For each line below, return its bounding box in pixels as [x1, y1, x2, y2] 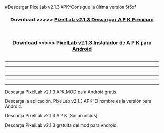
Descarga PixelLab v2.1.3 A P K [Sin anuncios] [5, 113, 98, 118]
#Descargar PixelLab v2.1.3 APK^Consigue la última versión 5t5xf [5, 4, 136, 10]
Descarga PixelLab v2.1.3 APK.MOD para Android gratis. [5, 89, 118, 95]
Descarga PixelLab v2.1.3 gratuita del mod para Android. [5, 122, 118, 128]
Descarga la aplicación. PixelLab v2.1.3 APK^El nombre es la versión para [5, 98, 152, 104]
